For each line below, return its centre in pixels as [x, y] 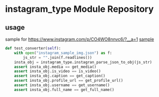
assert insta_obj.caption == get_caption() [60, 76]
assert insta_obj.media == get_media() [55, 67]
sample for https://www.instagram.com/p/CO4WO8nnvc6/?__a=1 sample [79, 39]
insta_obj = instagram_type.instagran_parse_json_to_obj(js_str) [83, 62]
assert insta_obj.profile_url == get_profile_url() [69, 81]
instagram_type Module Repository [79, 9]
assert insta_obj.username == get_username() [62, 85]
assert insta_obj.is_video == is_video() [57, 71]
